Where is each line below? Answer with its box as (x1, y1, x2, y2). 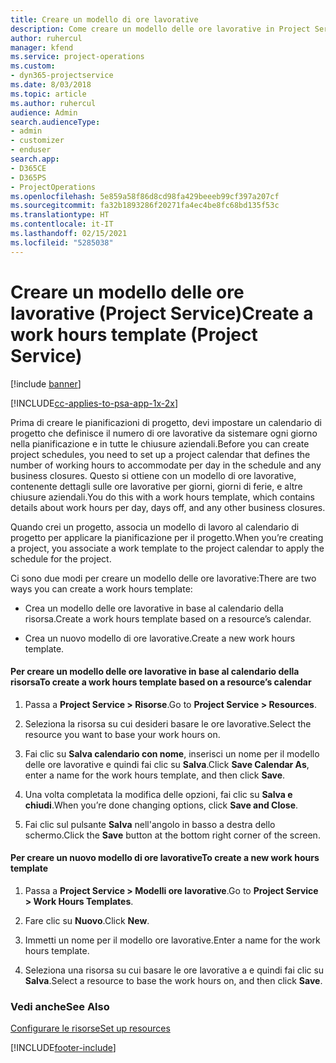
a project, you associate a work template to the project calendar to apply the (10, 542, 325, 554)
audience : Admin (10, 107, 78, 118)
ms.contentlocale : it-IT (10, 219, 114, 230)
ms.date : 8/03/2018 (10, 80, 92, 90)
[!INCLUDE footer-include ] (10, 1042, 117, 1054)
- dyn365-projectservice (10, 71, 114, 81)
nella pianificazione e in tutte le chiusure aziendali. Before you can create (10, 437, 310, 450)
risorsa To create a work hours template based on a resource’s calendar (10, 676, 312, 688)
